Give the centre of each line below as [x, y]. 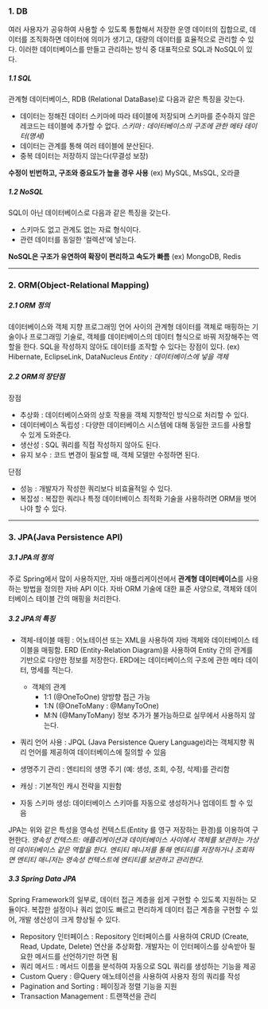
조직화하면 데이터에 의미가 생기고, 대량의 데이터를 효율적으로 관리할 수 [138, 39]
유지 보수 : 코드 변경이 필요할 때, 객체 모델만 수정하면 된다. [110, 455]
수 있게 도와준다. [45, 435]
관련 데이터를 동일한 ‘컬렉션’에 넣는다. [78, 240]
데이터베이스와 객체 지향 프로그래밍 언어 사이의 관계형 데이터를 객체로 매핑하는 [129, 327]
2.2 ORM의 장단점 [37, 376]
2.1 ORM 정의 [29, 305]
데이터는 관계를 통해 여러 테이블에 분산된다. [87, 146]
